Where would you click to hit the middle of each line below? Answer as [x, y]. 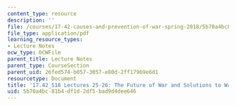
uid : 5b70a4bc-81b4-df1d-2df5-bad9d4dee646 [72, 91]
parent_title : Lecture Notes [50, 59]
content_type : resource [42, 14]
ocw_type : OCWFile [34, 53]
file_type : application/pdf [48, 33]
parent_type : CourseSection [48, 66]
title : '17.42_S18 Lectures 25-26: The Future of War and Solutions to [114, 85]
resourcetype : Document [42, 78]
